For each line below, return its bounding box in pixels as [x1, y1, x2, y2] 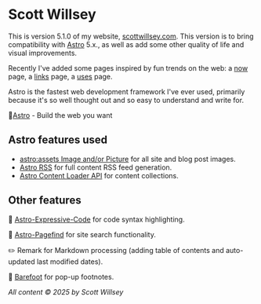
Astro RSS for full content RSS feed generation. [19, 163, 172, 172]
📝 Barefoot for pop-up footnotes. [8, 272, 114, 281]
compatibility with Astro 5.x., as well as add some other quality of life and [8, 39, 245, 49]
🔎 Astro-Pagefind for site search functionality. [8, 229, 157, 239]
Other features [8, 194, 82, 207]
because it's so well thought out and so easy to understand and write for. [8, 95, 245, 104]
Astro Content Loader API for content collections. [19, 170, 179, 180]
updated [8, 257, 35, 266]
